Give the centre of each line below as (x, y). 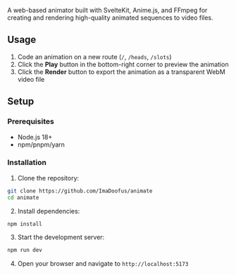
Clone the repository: (48, 178)
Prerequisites (31, 121)
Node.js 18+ (35, 137)
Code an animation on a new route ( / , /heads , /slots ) (94, 56)
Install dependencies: (49, 211)
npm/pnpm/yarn (41, 145)
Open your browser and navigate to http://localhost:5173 (103, 264)
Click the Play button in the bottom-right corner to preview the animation (123, 64)
